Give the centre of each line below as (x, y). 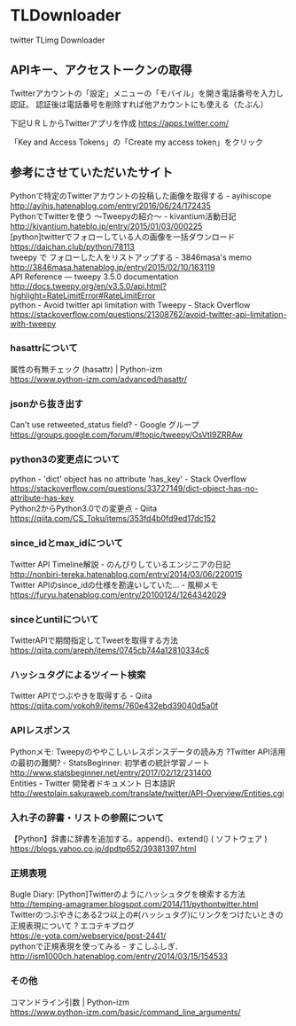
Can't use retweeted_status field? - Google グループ (105, 425)
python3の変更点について (65, 459)
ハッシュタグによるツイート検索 (78, 675)
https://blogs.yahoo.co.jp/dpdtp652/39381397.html (103, 849)
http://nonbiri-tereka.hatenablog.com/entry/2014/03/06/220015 (126, 574)
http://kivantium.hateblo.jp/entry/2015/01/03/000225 (106, 226)
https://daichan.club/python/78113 (73, 247)
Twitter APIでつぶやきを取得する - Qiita (82, 696)
